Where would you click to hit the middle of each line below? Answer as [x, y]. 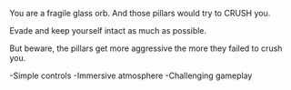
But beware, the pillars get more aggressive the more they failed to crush [146, 48]
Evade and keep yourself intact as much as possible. [108, 30]
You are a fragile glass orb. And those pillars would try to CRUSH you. [140, 13]
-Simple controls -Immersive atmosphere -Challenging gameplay [131, 75]
